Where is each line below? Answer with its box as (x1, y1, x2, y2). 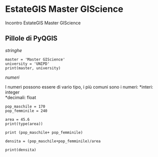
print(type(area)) (5, 121, 43, 126)
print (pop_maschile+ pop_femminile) (5, 130, 83, 135)
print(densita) (5, 147, 37, 152)
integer (5, 89, 20, 95)
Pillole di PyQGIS (5, 34, 58, 43)
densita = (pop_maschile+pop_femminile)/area (5, 139, 101, 144)
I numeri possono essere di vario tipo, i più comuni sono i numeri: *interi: (5, 84, 154, 90)
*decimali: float (5, 94, 36, 100)
